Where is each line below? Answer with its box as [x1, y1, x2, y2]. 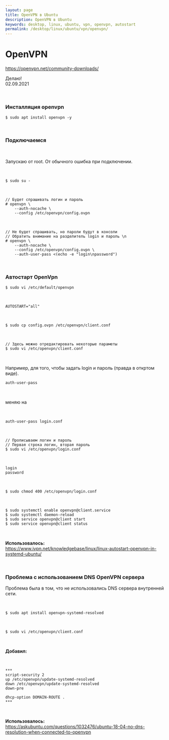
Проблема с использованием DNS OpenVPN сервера [5, 573, 144, 580]
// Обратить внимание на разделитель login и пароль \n [5, 234, 127, 239]
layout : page [5, 7, 33, 13]
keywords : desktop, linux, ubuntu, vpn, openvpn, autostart [5, 21, 136, 27]
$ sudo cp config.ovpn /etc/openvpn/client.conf [5, 323, 111, 328]
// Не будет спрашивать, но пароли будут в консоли [5, 229, 117, 234]
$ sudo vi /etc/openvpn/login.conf [5, 446, 81, 452]
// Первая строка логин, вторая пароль [5, 442, 90, 447]
